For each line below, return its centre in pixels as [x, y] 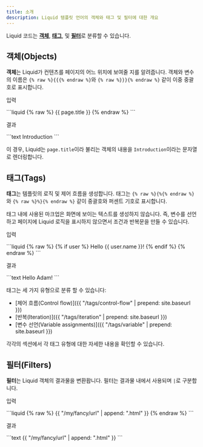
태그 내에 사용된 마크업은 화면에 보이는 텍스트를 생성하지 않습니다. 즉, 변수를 [96, 214]
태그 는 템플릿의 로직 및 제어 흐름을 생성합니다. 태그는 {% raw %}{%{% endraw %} [101, 194]
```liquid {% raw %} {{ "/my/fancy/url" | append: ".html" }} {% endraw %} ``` [100, 413]
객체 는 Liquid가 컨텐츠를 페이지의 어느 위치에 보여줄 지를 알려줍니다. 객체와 [95, 72]
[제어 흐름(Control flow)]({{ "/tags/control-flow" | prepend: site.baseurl [103, 303]
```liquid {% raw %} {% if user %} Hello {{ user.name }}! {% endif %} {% [96, 247]
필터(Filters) [29, 365]
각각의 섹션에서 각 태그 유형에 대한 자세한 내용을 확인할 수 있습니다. [85, 344]
